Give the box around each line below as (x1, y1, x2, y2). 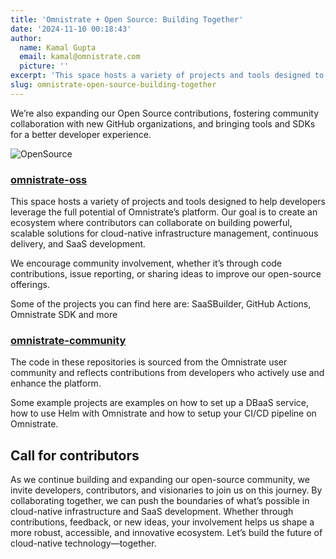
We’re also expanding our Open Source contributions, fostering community (10, 107, 320, 119)
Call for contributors (10, 447, 140, 464)
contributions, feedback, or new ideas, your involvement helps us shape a (10, 516, 315, 528)
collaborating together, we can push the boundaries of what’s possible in (10, 495, 310, 507)
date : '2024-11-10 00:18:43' (10, 24, 132, 34)
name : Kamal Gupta (19, 42, 97, 53)
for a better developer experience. (10, 128, 152, 140)
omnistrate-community (10, 333, 127, 347)
